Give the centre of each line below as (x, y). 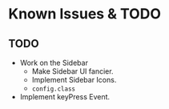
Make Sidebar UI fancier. (72, 71)
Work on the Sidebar (54, 63)
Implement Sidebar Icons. (74, 80)
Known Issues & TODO (85, 14)
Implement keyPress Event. (65, 97)
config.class (54, 89)
